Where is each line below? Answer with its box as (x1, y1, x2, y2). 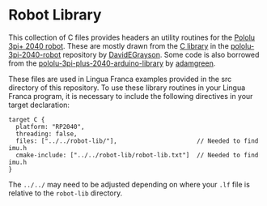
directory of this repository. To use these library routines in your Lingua (8, 83, 246, 92)
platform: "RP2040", (15, 122, 85, 131)
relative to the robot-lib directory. (8, 188, 123, 198)
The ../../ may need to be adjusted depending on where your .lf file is (8, 179, 251, 189)
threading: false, (15, 130, 78, 138)
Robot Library (8, 6, 102, 24)
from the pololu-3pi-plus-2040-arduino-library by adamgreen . (8, 58, 216, 68)
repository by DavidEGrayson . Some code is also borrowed (62, 49, 260, 59)
